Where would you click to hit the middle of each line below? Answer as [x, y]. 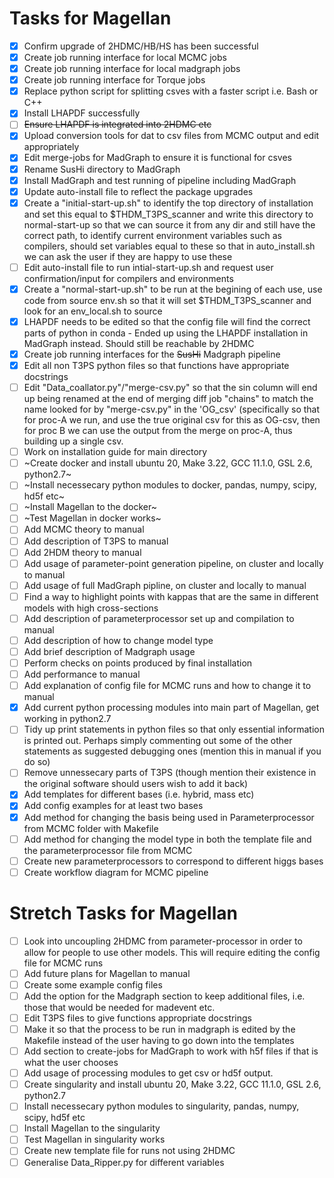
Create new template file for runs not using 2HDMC [129, 1151]
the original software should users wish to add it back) [136, 784]
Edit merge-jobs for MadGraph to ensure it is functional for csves [157, 158]
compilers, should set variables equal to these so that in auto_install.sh [169, 246]
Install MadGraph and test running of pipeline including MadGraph [160, 180]
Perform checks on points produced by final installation [138, 663]
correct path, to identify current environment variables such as [152, 235]
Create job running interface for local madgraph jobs [132, 69]
